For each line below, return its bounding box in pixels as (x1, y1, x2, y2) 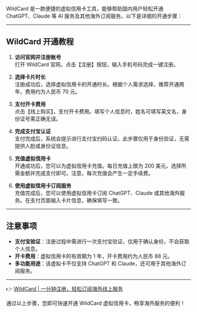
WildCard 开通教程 (6, 37, 74, 47)
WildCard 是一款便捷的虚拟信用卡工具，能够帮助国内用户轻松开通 (6, 5, 164, 12)
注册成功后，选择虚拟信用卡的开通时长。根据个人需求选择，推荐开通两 (14, 80, 185, 88)
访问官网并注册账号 (14, 53, 62, 61)
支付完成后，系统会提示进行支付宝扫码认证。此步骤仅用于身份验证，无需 (14, 135, 189, 142)
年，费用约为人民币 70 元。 (14, 88, 81, 95)
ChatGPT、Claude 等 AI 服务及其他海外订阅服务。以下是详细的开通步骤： (6, 12, 183, 19)
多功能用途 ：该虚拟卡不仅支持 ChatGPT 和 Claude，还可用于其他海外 (14, 260, 182, 267)
